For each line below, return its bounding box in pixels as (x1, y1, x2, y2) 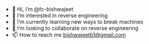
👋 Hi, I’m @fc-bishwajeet (11, 6, 73, 12)
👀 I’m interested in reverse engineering (11, 12, 108, 19)
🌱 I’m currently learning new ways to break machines (11, 18, 144, 25)
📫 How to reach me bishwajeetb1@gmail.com (11, 32, 126, 38)
